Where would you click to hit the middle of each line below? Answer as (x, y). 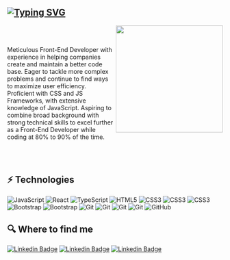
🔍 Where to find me (50, 230)
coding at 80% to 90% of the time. (56, 137)
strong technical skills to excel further (60, 122)
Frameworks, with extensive (47, 101)
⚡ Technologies (41, 180)
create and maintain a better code (55, 64)
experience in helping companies (54, 57)
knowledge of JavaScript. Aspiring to (59, 107)
